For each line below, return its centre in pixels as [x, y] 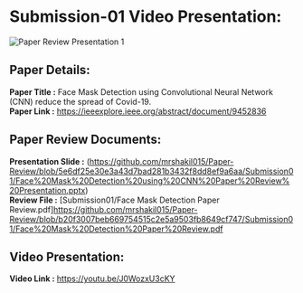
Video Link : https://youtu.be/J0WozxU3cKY [92, 279]
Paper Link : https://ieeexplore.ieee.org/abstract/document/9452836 [138, 111]
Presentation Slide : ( [50, 161]
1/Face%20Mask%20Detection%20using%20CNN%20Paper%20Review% [150, 180]
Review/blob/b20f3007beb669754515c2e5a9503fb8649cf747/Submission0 [151, 219]
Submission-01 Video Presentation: [146, 17]
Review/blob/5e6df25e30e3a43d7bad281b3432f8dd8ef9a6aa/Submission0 [151, 171]
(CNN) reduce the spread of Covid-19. [80, 101]
